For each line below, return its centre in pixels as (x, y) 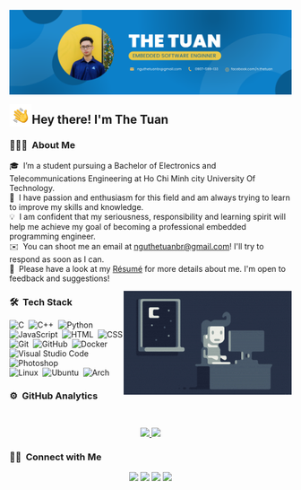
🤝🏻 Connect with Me (56, 457)
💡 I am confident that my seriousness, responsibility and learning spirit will (148, 216)
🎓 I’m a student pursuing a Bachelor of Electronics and (113, 165)
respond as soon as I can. (57, 259)
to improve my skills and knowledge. (77, 206)
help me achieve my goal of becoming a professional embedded (128, 226)
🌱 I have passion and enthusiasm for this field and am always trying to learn (150, 197)
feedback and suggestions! (60, 278)
